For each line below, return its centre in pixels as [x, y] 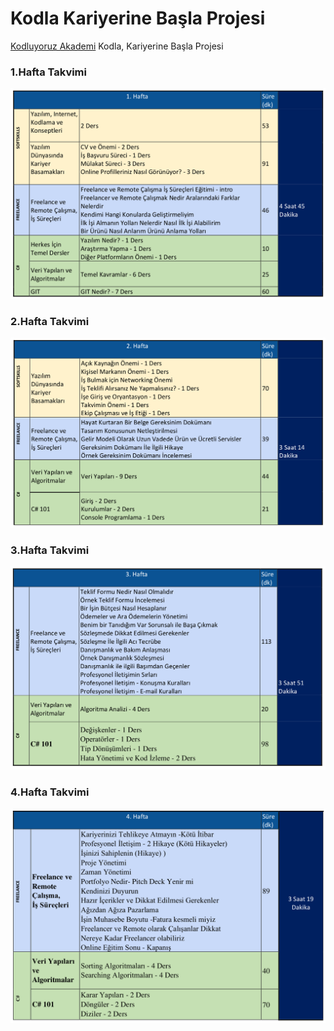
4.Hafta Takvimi [50, 792]
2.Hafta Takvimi [50, 321]
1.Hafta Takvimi [48, 72]
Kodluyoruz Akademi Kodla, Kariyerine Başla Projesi [117, 46]
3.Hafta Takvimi [50, 550]
